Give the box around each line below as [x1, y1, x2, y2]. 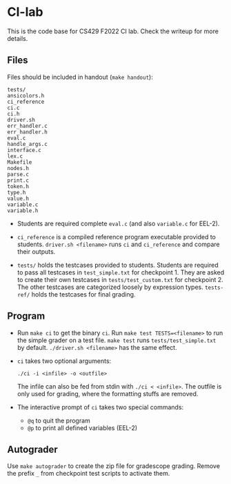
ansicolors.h [7, 92, 45, 99]
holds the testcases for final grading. [31, 290, 136, 298]
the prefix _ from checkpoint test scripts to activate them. [7, 469, 170, 478]
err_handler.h [7, 129, 48, 136]
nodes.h [7, 165, 30, 171]
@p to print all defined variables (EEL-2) [27, 423, 138, 432]
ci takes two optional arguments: [17, 357, 112, 365]
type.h [7, 189, 26, 196]
